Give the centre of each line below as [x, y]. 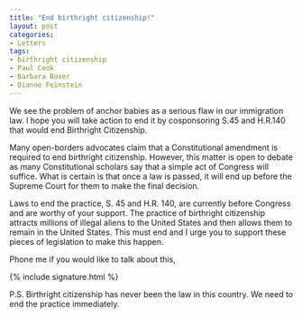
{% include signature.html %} [64, 276]
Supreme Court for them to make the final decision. [105, 185]
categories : [32, 34]
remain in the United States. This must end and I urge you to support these [148, 232]
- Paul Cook [32, 69]
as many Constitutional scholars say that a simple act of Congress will [139, 166]
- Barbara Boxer [40, 77]
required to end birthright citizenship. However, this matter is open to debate [151, 157]
